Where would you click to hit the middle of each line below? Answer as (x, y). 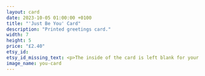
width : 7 (17, 35)
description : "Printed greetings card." (59, 29)
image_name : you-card (34, 63)
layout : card (23, 12)
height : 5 (19, 40)
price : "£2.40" (26, 47)
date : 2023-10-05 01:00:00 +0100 (49, 18)
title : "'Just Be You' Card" (44, 23)
